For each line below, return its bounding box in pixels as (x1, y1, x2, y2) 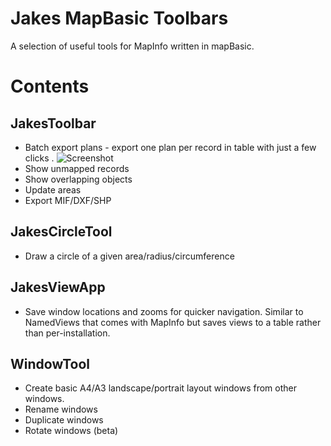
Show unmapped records (24, 162, 130, 174)
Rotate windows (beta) (24, 425, 119, 437)
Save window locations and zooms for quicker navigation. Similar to (24, 305, 304, 317)
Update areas (24, 183, 82, 196)
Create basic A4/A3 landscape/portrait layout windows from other (24, 382, 297, 394)
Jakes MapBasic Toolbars (10, 7, 229, 30)
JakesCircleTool (10, 223, 113, 241)
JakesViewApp (10, 279, 106, 296)
